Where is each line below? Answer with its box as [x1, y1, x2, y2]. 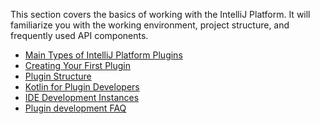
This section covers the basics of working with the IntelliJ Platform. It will [10, 9, 311, 20]
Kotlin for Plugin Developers [24, 81, 140, 93]
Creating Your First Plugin [24, 60, 131, 71]
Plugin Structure [24, 70, 92, 82]
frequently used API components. [10, 30, 149, 41]
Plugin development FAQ [24, 102, 127, 114]
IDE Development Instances [24, 92, 140, 103]
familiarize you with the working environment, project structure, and [10, 19, 290, 31]
